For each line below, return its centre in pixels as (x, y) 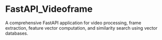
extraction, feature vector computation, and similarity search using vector (81, 28)
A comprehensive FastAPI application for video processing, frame (73, 23)
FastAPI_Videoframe (49, 9)
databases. (17, 33)
